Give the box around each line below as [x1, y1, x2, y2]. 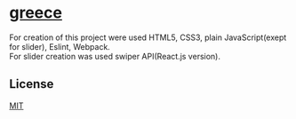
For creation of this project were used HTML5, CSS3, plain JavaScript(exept [9, 32, 287, 43]
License [9, 76, 54, 91]
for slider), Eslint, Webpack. [9, 41, 111, 52]
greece [9, 3, 62, 23]
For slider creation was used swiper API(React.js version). [9, 51, 220, 61]
